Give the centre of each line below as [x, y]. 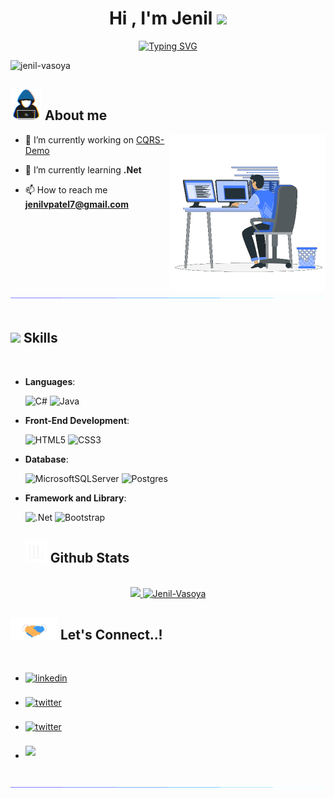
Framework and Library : [75, 498]
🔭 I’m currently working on [79, 139]
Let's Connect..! [111, 634]
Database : [46, 459]
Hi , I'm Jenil [160, 18]
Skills [40, 338]
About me [76, 115]
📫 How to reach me [66, 189]
